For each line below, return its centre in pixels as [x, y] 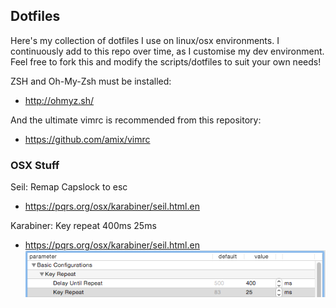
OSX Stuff [35, 165]
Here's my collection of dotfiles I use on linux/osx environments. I [145, 40]
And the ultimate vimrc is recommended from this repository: [136, 120]
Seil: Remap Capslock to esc [69, 187]
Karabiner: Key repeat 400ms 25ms [83, 226]
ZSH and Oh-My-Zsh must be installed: [91, 81]
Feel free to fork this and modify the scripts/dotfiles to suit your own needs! [166, 61]
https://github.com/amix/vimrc [87, 139]
